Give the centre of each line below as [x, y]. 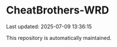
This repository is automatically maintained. [59, 38]
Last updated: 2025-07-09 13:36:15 [49, 26]
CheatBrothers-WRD [58, 10]
